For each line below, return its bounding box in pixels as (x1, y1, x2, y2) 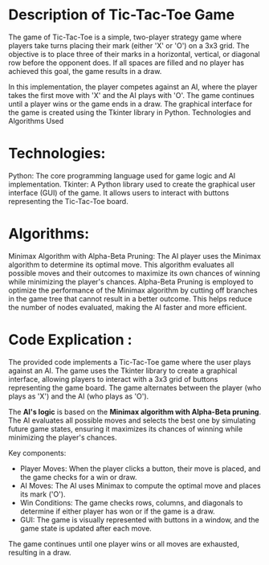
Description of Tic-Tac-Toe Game (8, 6, 235, 24)
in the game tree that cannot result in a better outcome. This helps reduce (8, 293, 253, 303)
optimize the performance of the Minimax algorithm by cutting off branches (8, 285, 259, 295)
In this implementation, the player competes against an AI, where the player (8, 82, 258, 92)
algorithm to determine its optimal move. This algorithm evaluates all (8, 260, 234, 269)
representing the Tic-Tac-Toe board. (8, 196, 128, 206)
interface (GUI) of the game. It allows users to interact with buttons (8, 187, 230, 198)
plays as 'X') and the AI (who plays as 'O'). (8, 391, 149, 401)
